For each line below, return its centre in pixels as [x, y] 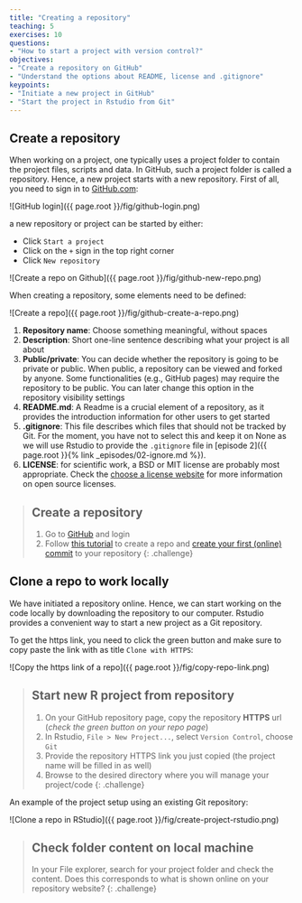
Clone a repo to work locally [89, 582]
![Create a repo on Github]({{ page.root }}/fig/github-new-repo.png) [135, 278]
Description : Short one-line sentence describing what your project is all [156, 340]
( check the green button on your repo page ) [127, 727]
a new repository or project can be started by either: [106, 224]
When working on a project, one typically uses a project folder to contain [145, 160]
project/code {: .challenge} [95, 784]
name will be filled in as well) [98, 765]
